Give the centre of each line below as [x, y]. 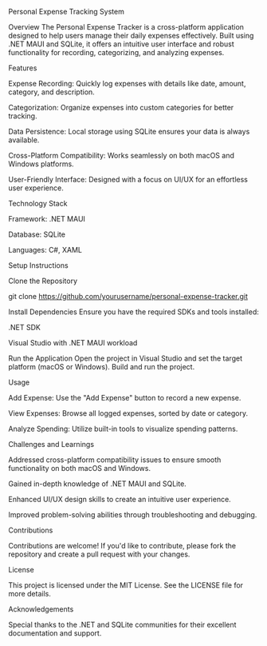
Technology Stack [38, 203]
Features [23, 68]
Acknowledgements [41, 609]
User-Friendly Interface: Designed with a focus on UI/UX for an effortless [128, 179]
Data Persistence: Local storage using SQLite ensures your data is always [129, 132]
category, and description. [52, 92]
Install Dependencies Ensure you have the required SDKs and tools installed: [133, 312]
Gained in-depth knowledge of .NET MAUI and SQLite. [98, 484]
